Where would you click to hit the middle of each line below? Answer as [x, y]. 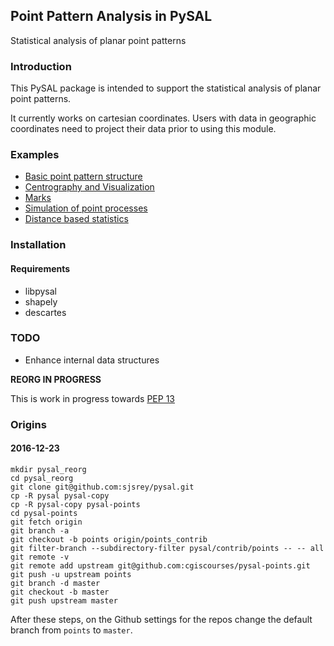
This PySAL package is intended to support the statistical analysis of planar [166, 88]
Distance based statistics [76, 219]
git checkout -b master [60, 592]
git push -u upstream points [71, 574]
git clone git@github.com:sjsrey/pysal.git [102, 487]
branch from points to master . [71, 630]
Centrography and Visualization [89, 187]
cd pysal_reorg [42, 478]
